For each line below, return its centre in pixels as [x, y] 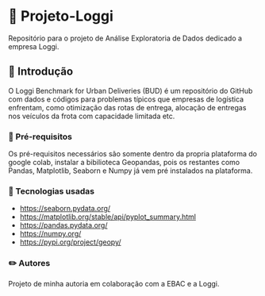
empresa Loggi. [34, 46]
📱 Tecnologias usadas [52, 191]
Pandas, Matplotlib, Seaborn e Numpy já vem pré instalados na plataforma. [131, 171]
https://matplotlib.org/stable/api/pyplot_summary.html [108, 217]
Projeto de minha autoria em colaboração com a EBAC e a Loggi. [114, 283]
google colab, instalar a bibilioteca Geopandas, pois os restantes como [124, 163]
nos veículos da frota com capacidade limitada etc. [92, 116]
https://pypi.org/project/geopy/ [70, 242]
